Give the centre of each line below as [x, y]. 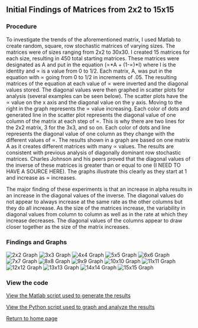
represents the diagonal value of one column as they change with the [90, 134]
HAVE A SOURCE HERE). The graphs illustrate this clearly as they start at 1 [97, 171]
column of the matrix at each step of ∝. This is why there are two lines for [95, 121]
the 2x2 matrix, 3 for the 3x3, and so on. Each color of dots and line [88, 127]
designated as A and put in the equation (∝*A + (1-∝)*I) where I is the [91, 64]
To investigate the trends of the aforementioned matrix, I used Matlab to [94, 39]
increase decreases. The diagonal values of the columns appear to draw [94, 220]
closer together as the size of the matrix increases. [68, 226]
